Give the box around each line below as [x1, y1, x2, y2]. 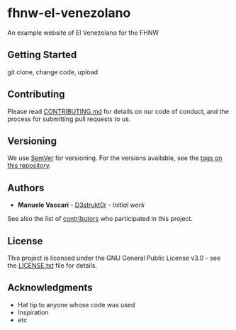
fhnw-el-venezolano [7, 5, 131, 21]
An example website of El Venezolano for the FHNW [7, 28, 159, 37]
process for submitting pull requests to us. [7, 115, 131, 123]
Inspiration [17, 308, 49, 317]
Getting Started [7, 49, 77, 61]
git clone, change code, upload [7, 67, 99, 76]
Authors [7, 182, 45, 194]
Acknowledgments [7, 282, 94, 294]
